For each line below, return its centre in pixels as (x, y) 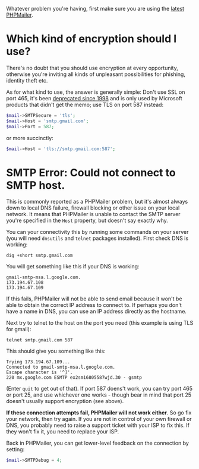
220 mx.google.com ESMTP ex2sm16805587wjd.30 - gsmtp (74, 378)
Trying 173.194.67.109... (38, 362)
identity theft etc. (27, 80)
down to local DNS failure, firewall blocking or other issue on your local (93, 208)
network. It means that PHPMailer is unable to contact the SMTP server (93, 214)
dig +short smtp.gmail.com (40, 256)
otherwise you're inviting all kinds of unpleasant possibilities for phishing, (96, 74)
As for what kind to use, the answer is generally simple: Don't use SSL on (96, 92)
